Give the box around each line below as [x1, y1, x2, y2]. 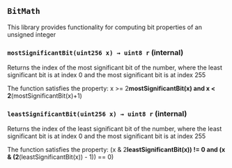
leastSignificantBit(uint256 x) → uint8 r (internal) [7, 109, 187, 119]
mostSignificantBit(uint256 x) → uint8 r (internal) [7, 47, 184, 57]
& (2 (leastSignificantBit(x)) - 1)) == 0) [7, 153, 114, 161]
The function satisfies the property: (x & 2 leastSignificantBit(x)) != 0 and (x [7, 146, 226, 154]
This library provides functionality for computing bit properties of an [7, 23, 202, 31]
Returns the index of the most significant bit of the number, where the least [7, 63, 223, 72]
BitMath [7, 6, 40, 17]
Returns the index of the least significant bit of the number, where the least [7, 125, 222, 133]
